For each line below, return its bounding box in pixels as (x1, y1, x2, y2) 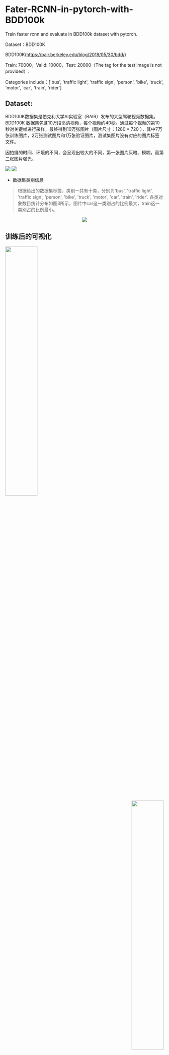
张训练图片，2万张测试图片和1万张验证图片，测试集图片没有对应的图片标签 (5, 132, 160, 138)
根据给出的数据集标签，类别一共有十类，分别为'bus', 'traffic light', (17, 187, 153, 194)
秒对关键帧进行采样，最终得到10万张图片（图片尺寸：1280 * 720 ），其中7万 (5, 126, 162, 132)
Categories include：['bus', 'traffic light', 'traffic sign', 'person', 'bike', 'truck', (5, 79, 164, 85)
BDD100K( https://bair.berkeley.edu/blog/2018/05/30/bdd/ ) (5, 52, 127, 58)
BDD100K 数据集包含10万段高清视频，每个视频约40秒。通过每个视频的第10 (5, 120, 160, 126)
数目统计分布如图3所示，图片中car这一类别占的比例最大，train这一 (22, 200, 160, 206)
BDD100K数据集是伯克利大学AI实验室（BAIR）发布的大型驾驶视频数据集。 (5, 113, 158, 119)
